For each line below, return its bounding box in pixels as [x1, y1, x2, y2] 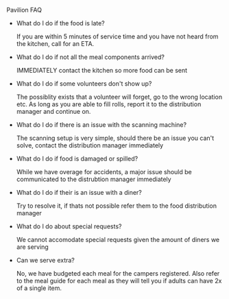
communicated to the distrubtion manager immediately [16, 175, 172, 183]
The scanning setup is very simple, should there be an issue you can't [16, 134, 215, 142]
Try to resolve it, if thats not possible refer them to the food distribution [16, 202, 217, 210]
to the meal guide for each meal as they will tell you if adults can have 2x [16, 277, 222, 285]
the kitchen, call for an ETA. [16, 40, 95, 47]
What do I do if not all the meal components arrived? [16, 53, 165, 61]
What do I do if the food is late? [16, 19, 106, 27]
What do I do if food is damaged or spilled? [16, 154, 138, 163]
